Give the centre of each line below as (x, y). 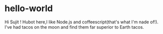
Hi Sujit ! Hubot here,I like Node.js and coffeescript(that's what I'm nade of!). (81, 22)
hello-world (29, 8)
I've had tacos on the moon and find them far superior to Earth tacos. (74, 27)
